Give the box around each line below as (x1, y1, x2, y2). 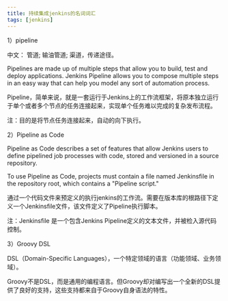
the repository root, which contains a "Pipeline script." (7, 179, 159, 187)
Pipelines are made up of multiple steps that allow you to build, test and (7, 64, 208, 73)
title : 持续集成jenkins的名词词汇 (7, 10, 96, 17)
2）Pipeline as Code (7, 131, 65, 139)
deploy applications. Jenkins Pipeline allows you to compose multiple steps (7, 71, 219, 79)
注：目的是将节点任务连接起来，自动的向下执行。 (7, 116, 145, 124)
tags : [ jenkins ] (7, 16, 53, 23)
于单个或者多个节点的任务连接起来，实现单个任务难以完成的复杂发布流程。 (7, 101, 216, 109)
